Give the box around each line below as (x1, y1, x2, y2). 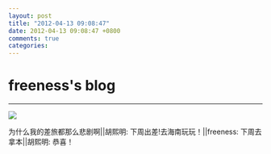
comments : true (8, 34, 60, 43)
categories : (8, 42, 48, 50)
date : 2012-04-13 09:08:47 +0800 (8, 27, 121, 35)
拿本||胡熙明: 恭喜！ (8, 137, 74, 147)
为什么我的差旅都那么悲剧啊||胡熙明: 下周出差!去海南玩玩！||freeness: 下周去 (8, 127, 262, 137)
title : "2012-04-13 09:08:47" (8, 19, 110, 27)
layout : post (8, 11, 52, 20)
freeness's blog (8, 77, 116, 95)
